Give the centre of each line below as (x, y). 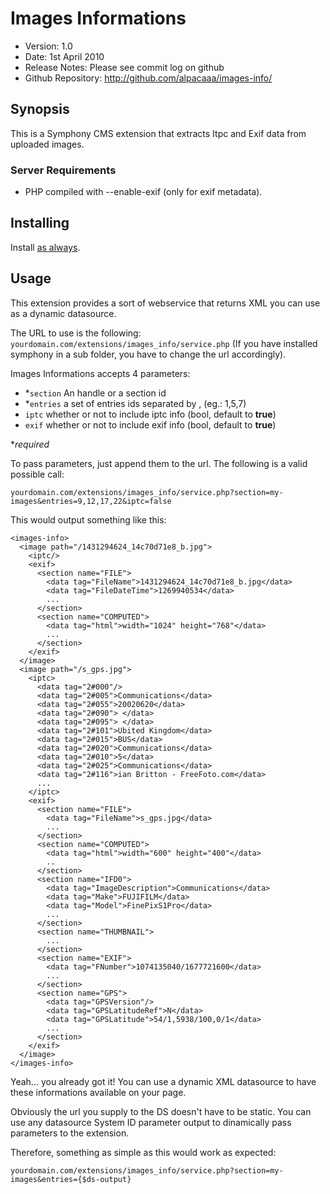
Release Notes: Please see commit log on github (124, 67)
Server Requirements (63, 170)
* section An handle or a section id (95, 393)
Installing (40, 223)
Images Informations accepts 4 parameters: (100, 373)
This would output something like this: (88, 519)
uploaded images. (47, 144)
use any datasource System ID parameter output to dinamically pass (151, 1122)
